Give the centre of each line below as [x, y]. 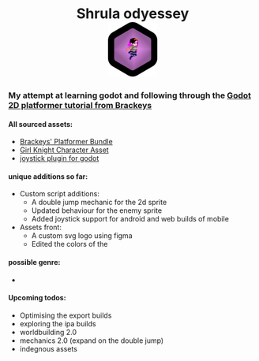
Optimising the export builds [66, 315]
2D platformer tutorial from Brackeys [80, 105]
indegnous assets [48, 348]
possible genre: [34, 262]
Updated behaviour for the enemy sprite [97, 210]
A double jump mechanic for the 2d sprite [99, 203]
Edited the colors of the [69, 244]
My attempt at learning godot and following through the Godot [129, 95]
